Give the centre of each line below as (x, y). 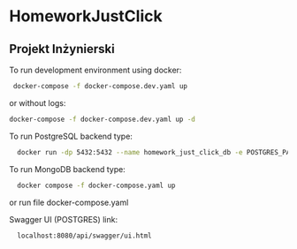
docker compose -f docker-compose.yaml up (96, 185)
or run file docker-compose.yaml (69, 202)
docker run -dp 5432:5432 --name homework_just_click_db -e (130, 152)
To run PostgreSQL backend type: (71, 136)
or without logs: (38, 102)
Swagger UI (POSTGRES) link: (63, 219)
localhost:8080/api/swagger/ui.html (84, 236)
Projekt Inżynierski (62, 49)
